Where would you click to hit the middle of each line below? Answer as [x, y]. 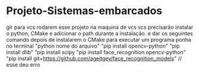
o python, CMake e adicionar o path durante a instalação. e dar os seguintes [99, 33]
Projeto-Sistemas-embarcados [84, 11]
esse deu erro [23, 64]
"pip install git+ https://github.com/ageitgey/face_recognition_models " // [94, 58]
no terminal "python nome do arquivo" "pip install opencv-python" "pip [93, 46]
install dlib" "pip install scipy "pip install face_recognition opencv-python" [96, 52]
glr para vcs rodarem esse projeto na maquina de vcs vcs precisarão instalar [100, 27]
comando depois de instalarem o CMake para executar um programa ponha [99, 39]
